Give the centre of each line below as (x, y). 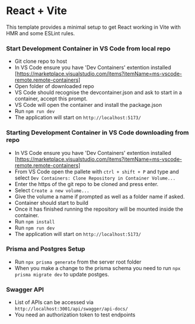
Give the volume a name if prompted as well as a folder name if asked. (100, 196)
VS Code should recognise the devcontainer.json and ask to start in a (98, 93)
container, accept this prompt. (51, 99)
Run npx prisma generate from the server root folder (78, 262)
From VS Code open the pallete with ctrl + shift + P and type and (97, 171)
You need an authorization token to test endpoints (75, 315)
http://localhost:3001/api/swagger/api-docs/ (71, 309)
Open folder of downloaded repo (54, 86)
